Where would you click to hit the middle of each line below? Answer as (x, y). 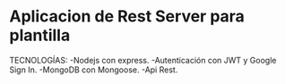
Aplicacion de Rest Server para (127, 17)
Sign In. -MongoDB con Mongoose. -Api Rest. (94, 70)
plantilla (40, 35)
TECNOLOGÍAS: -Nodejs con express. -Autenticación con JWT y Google (143, 60)
